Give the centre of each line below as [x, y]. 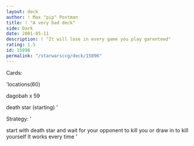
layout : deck [22, 12]
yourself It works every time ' [42, 137]
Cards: [14, 72]
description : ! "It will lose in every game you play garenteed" [88, 39]
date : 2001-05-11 [28, 34]
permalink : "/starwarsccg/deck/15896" [54, 56]
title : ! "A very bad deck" [41, 23]
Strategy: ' [19, 119]
